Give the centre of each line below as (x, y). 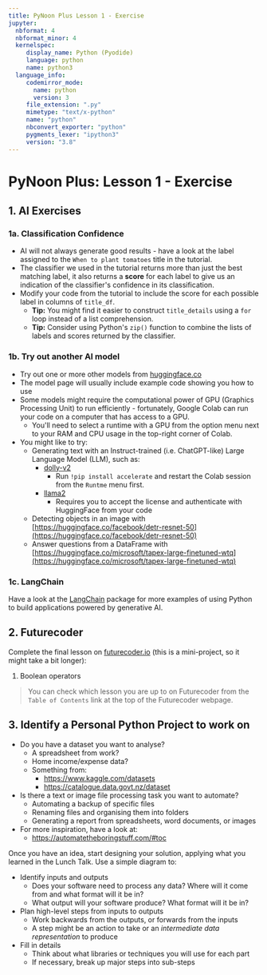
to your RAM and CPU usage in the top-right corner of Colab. (132, 433)
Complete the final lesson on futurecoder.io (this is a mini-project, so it (124, 651)
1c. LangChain (36, 582)
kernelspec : (35, 46)
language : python (55, 61)
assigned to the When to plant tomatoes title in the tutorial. (116, 260)
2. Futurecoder (46, 633)
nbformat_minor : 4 (46, 38)
